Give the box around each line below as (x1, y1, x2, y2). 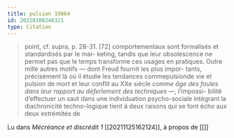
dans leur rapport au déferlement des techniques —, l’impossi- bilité (24, 87, 222, 95)
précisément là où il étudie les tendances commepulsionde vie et (24, 72, 212, 81)
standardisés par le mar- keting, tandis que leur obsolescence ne (24, 50, 212, 58)
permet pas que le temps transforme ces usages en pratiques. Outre (24, 57, 223, 66)
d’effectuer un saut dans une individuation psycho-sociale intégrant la (24, 95, 226, 103)
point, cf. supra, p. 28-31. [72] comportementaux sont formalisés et (24, 43, 219, 51)
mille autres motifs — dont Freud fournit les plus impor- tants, (24, 64, 202, 74)
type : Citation (7, 23, 52, 30)
